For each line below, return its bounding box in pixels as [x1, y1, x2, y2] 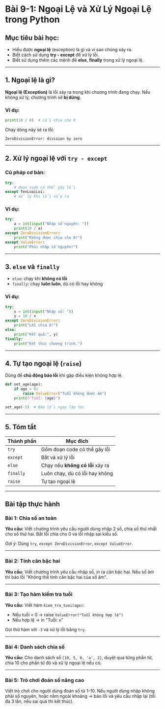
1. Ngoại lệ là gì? [5, 76, 55, 84]
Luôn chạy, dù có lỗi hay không [41, 470, 113, 477]
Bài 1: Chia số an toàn [5, 514, 57, 521]
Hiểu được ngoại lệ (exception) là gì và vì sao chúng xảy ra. [12, 47, 133, 52]
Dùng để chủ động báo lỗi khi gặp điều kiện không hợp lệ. [5, 372, 123, 378]
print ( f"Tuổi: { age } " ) [14, 396, 60, 401]
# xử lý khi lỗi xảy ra [14, 194, 69, 199]
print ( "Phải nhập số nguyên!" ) [14, 244, 78, 249]
